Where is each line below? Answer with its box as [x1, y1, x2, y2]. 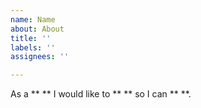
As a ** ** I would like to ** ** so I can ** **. [10, 88, 192, 100]
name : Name [10, 14, 56, 25]
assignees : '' [10, 52, 70, 62]
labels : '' [10, 42, 56, 53]
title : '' [10, 33, 52, 43]
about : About [10, 24, 65, 34]
